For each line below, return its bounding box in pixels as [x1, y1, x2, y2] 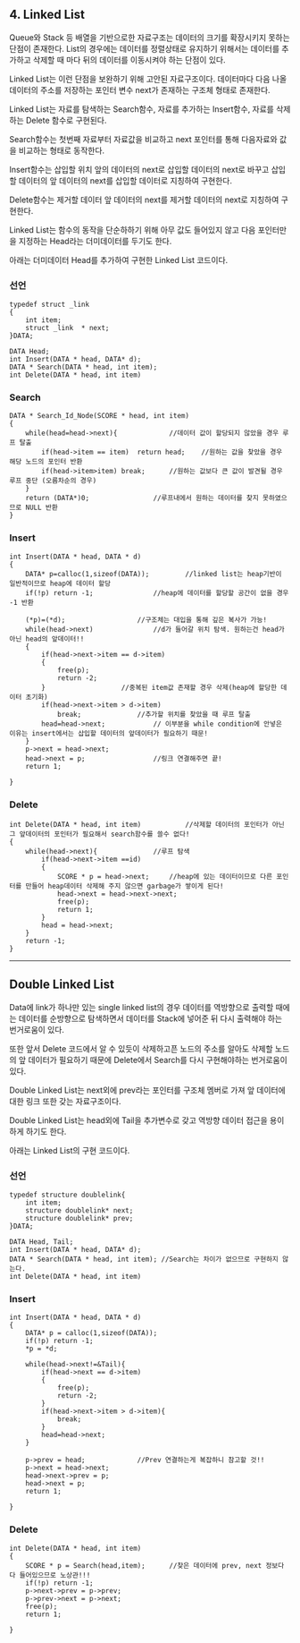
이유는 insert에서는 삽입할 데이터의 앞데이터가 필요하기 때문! [9, 728, 208, 737]
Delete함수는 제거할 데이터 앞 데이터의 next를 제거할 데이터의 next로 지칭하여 [9, 194, 279, 205]
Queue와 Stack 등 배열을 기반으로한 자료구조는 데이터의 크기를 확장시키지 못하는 [9, 31, 290, 43]
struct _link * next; [25, 324, 110, 333]
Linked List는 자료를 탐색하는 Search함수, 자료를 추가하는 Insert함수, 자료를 [9, 103, 274, 115]
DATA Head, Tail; [9, 1238, 74, 1247]
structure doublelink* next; [25, 1206, 134, 1215]
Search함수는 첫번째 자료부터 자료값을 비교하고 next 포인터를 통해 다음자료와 [9, 133, 279, 144]
